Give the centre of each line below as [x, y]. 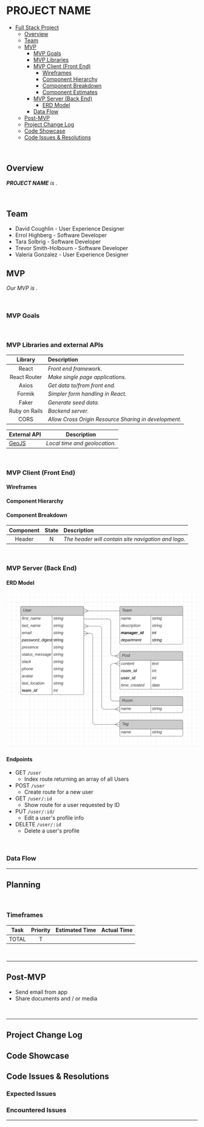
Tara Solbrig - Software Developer [58, 242]
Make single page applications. [87, 377]
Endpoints [19, 759]
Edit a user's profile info [54, 818]
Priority [41, 930]
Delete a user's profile [52, 831]
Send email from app [41, 992]
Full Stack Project [37, 27]
